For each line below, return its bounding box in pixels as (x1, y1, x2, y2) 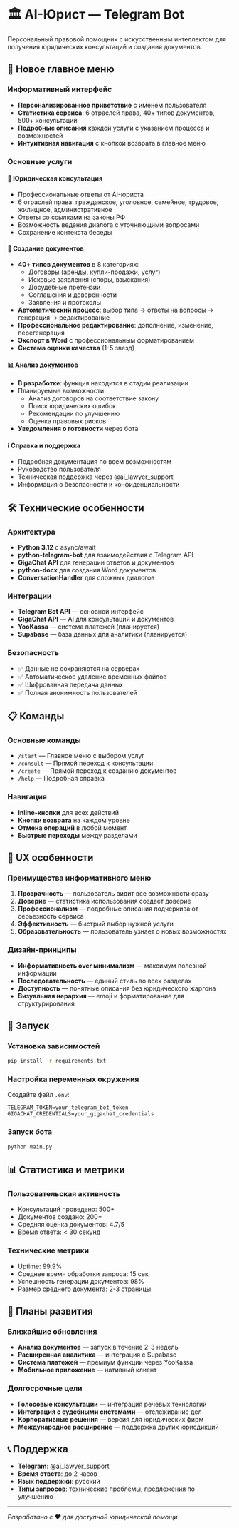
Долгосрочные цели (7, 1383, 83, 1393)
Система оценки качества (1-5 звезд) (17, 343, 135, 352)
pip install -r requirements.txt (7, 1058, 107, 1065)
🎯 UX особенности (7, 851, 94, 864)
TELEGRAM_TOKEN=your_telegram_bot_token (7, 1104, 129, 1111)
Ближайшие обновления (7, 1326, 97, 1336)
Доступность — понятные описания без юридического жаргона (17, 983, 216, 993)
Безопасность (7, 648, 59, 658)
